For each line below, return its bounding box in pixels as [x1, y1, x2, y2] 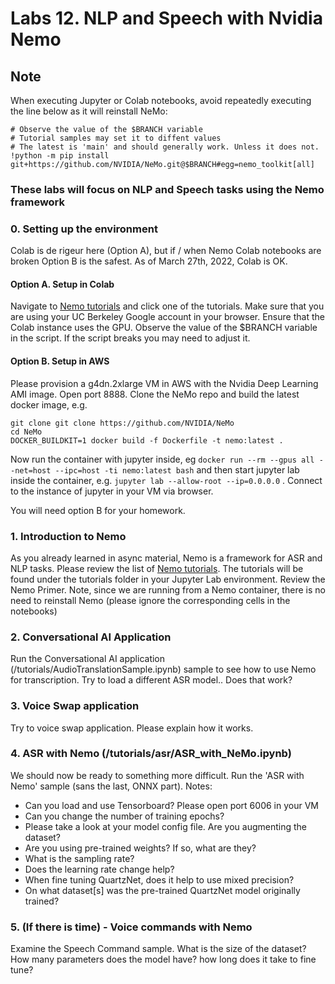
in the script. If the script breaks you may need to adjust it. [10, 332, 251, 344]
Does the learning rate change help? [24, 863, 175, 875]
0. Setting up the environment [10, 222, 158, 236]
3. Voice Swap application [10, 699, 140, 713]
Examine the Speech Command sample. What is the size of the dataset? [10, 943, 307, 955]
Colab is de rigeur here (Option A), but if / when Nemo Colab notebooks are [10, 245, 322, 257]
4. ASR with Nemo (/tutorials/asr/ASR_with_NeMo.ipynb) [10, 747, 292, 761]
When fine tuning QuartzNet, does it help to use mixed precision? [24, 873, 295, 886]
